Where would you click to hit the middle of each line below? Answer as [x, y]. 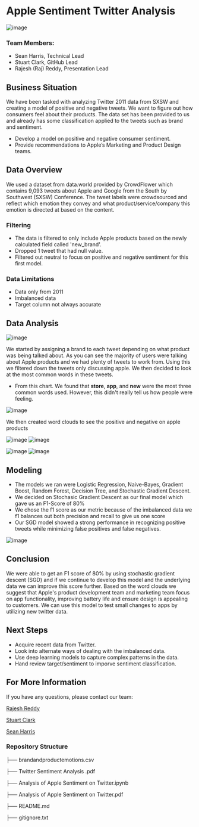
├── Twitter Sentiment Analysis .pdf [51, 771]
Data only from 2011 [39, 292]
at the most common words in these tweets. [60, 374]
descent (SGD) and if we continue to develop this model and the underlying [99, 580]
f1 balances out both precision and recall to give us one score [90, 516]
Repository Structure [37, 747]
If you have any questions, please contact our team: [70, 696]
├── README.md [28, 806]
